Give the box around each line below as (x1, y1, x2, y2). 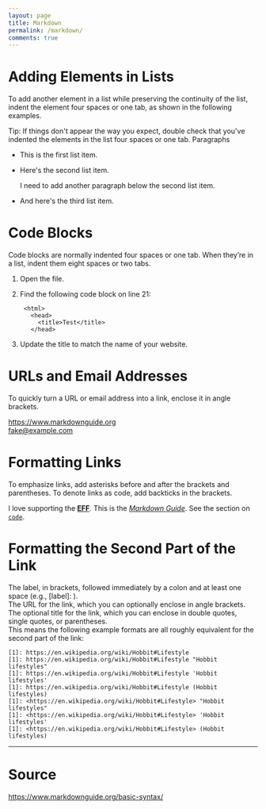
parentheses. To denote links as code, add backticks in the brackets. (8, 489, 233, 497)
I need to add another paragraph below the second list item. (19, 181, 215, 190)
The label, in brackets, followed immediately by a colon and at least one (8, 582, 241, 592)
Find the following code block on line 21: (19, 289, 151, 299)
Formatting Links (8, 454, 122, 472)
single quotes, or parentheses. (8, 616, 108, 626)
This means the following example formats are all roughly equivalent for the (8, 624, 255, 635)
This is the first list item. (19, 150, 98, 159)
